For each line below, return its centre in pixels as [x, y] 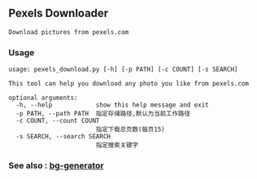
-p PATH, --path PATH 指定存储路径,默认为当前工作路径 [103, 114]
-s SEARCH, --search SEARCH [63, 137]
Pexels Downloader [59, 13]
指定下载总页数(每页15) [130, 129]
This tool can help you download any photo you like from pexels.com [129, 84]
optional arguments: [44, 98]
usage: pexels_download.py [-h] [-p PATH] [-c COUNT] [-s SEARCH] [123, 70]
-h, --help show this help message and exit [112, 105]
